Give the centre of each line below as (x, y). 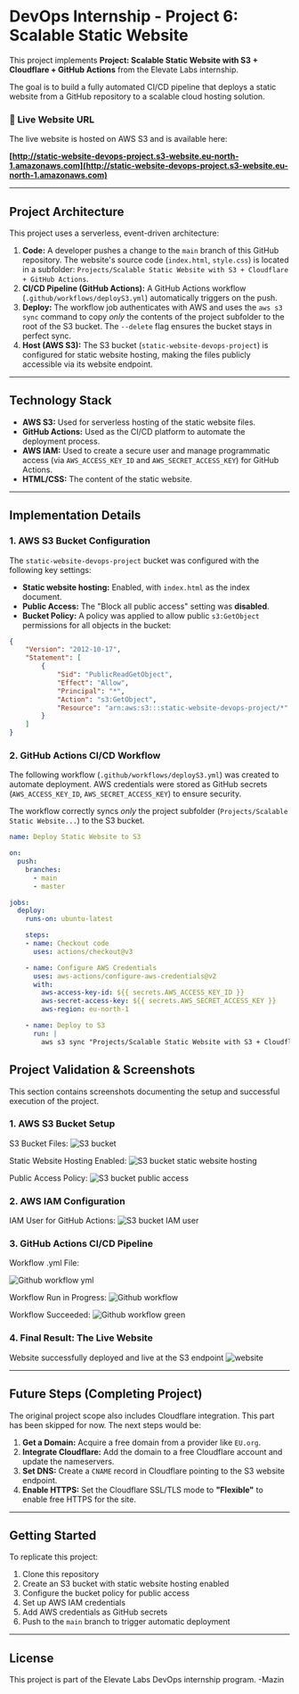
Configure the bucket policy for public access (105, 1593)
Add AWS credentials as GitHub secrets (95, 1612)
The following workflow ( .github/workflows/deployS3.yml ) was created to (144, 775)
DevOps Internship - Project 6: (124, 17)
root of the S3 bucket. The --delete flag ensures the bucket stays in (147, 327)
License (32, 1658)
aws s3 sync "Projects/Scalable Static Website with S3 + (151, 1042)
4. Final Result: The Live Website (81, 1338)
